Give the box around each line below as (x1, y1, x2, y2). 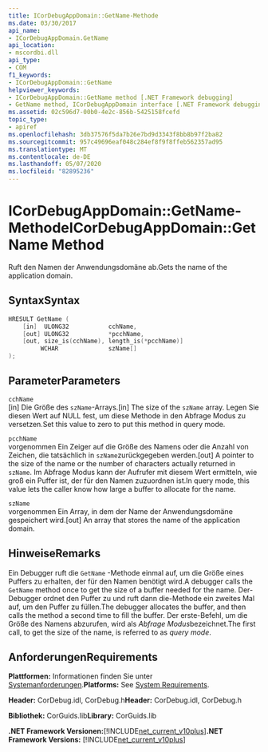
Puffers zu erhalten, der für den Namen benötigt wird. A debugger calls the (8, 576, 253, 586)
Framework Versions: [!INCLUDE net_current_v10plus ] (8, 735, 186, 745)
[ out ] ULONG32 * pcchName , (22, 330, 145, 338)
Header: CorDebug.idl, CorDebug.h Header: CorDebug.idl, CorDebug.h (8, 695, 242, 705)
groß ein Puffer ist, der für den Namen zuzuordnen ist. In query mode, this (8, 476, 250, 485)
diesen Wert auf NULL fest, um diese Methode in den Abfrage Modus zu (8, 410, 246, 420)
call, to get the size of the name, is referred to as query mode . (8, 627, 211, 637)
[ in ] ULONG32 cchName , (22, 323, 137, 330)
